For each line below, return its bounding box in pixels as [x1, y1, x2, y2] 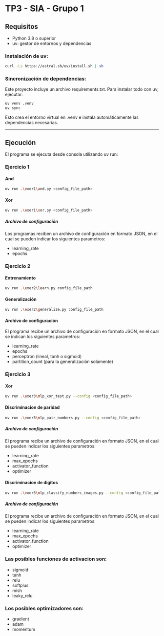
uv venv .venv [5, 101, 34, 106]
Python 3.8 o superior [12, 35, 56, 41]
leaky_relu [12, 593, 33, 598]
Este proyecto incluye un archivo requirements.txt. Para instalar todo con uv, [5, 86, 159, 92]
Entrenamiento [5, 275, 36, 281]
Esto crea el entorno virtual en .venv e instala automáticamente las [5, 114, 139, 120]
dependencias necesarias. [5, 120, 59, 126]
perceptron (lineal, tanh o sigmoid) [12, 354, 82, 360]
